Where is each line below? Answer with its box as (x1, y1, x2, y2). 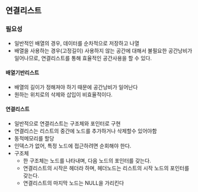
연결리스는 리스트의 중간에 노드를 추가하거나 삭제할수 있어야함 (14, 127, 158, 135)
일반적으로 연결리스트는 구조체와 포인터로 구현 (14, 120, 121, 127)
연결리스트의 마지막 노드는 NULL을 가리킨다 (23, 180, 124, 187)
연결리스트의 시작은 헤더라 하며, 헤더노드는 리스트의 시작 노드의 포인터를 (23, 165, 190, 172)
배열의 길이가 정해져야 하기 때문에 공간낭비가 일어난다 (14, 83, 138, 90)
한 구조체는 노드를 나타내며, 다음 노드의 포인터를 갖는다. (23, 157, 152, 165)
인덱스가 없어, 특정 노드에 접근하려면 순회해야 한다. (14, 142, 132, 150)
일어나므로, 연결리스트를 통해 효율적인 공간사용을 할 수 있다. (14, 54, 152, 61)
